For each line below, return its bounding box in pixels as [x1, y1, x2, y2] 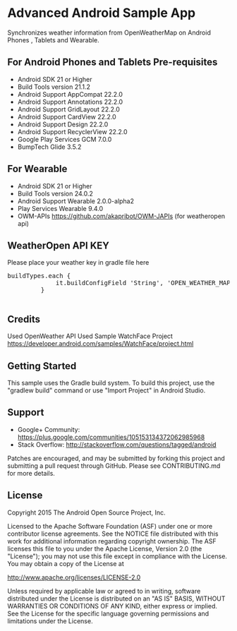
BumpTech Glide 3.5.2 [17, 143, 82, 151]
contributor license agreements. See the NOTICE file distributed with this [7, 529, 219, 538]
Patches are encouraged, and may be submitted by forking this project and [7, 454, 226, 462]
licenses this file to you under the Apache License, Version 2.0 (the [7, 544, 202, 553]
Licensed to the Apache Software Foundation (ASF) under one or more [7, 522, 213, 530]
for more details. [7, 469, 55, 477]
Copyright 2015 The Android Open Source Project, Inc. [7, 508, 166, 517]
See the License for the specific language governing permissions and [7, 609, 209, 618]
